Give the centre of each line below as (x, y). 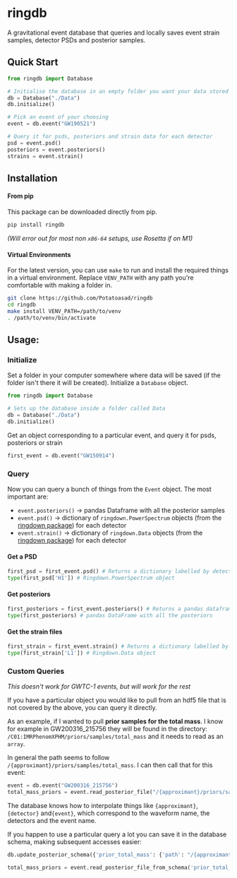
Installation (32, 178)
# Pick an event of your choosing (58, 117)
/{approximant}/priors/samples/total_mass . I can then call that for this (110, 765)
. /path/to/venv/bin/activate (52, 318)
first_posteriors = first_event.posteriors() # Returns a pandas (105, 609)
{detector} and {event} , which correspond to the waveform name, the (109, 813)
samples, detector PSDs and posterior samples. (77, 40)
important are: (28, 497)
